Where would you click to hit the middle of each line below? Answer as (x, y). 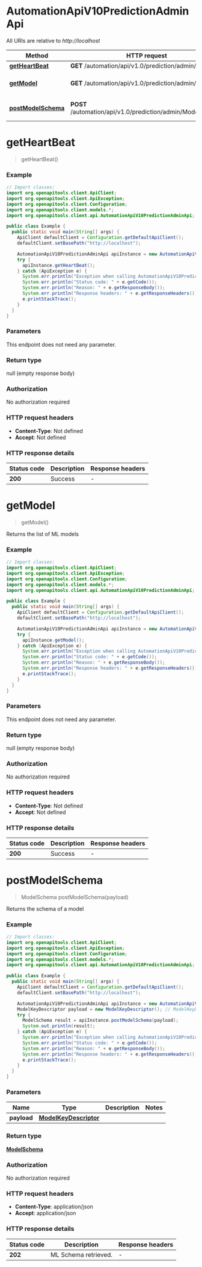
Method (37, 56)
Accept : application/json (45, 1213)
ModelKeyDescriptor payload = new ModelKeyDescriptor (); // (94, 1009)
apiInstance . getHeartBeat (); (59, 265)
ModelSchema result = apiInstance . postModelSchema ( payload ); (100, 1021)
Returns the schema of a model (45, 909)
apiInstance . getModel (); (53, 640)
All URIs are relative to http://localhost (53, 40)
